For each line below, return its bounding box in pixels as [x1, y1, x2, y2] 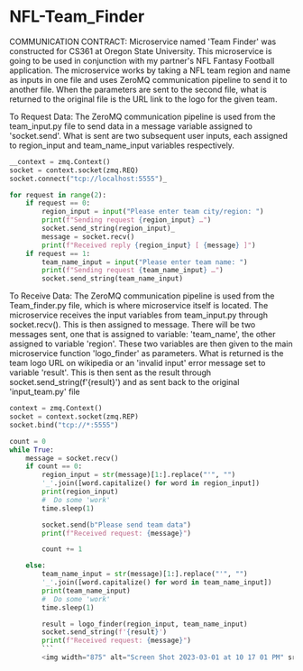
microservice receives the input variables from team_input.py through [9, 309, 269, 321]
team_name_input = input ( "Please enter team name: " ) [41, 257, 248, 267]
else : [25, 561, 47, 570]
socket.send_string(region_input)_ [41, 224, 176, 234]
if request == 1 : [25, 249, 91, 258]
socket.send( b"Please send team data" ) [41, 520, 192, 529]
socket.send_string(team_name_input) [41, 274, 183, 283]
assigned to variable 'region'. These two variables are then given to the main [9, 338, 293, 349]
